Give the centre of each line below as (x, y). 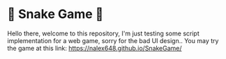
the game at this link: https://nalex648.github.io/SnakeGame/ (95, 48)
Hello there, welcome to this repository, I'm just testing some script (104, 33)
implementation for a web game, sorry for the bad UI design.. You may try (113, 40)
